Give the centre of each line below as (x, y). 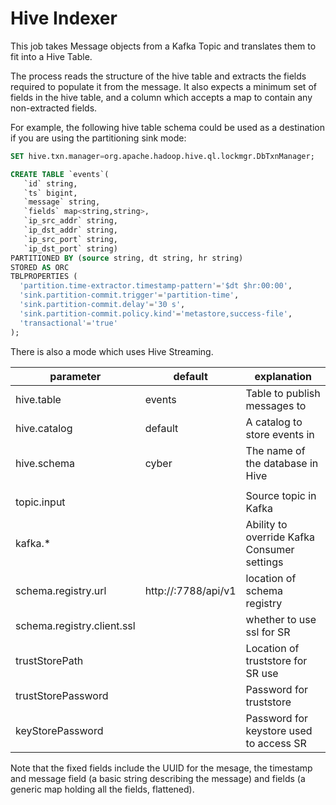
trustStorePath (49, 660)
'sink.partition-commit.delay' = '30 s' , (102, 305)
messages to (276, 405)
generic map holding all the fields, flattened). (102, 789)
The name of (275, 450)
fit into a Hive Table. (51, 56)
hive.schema (45, 463)
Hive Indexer (64, 18)
